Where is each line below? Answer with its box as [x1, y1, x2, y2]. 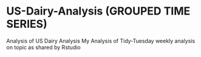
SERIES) [6, 17, 47, 31]
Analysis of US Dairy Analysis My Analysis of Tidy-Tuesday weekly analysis [6, 37, 196, 44]
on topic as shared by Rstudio [6, 44, 81, 51]
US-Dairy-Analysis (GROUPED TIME [6, 4, 191, 18]
